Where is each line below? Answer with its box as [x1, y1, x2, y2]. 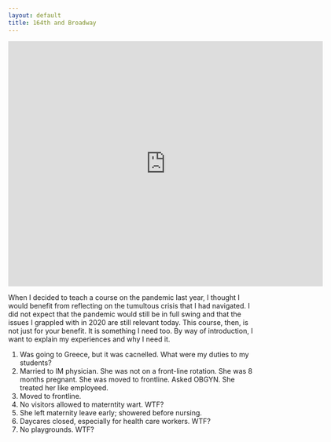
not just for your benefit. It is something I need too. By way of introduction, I [8, 326, 253, 335]
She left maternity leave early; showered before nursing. [19, 407, 203, 417]
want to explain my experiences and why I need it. [8, 334, 171, 344]
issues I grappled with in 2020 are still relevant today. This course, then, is [8, 317, 249, 327]
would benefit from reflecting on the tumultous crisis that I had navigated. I [8, 301, 250, 310]
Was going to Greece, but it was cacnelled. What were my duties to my [19, 349, 249, 359]
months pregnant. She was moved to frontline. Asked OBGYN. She [19, 374, 235, 384]
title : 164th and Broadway [8, 19, 97, 27]
